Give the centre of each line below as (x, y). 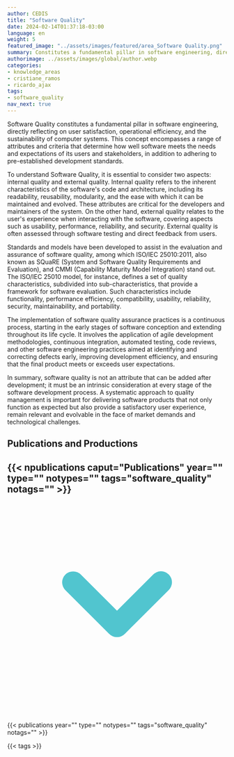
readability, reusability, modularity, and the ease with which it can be (106, 196)
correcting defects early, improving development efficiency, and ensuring (112, 356)
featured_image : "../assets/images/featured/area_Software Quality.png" (115, 46)
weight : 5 (22, 40)
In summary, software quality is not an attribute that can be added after (109, 377)
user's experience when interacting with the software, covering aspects (110, 218)
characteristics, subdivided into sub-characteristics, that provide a (103, 284)
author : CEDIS (28, 14)
